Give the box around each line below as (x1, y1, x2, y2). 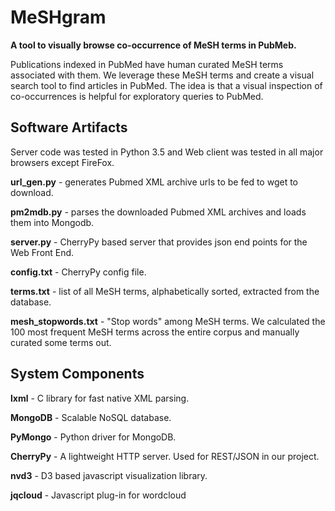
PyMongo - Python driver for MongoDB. (10, 431, 177, 443)
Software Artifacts (10, 119, 128, 136)
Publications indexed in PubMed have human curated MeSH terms (10, 58, 284, 70)
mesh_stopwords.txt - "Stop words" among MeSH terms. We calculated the (10, 315, 326, 327)
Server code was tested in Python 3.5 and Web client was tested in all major (10, 146, 324, 158)
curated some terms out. (10, 336, 112, 348)
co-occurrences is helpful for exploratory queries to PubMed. (10, 90, 264, 102)
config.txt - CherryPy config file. (10, 266, 147, 278)
